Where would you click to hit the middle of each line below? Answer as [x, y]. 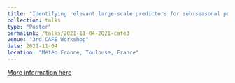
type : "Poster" [29, 27]
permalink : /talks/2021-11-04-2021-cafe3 [69, 33]
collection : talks [34, 20]
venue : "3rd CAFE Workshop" [48, 40]
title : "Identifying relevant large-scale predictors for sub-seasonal [114, 14]
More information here [40, 72]
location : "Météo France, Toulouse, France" [73, 53]
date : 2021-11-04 [33, 46]
